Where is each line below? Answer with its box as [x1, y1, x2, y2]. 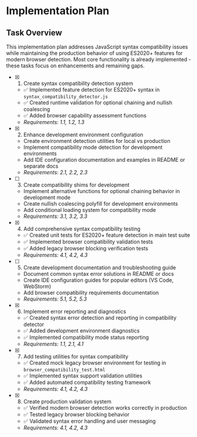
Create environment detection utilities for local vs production [23, 138, 171, 144]
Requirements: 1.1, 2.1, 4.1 [23, 341, 84, 347]
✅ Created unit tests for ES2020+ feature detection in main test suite [23, 231, 191, 239]
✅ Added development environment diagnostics [23, 327, 140, 334]
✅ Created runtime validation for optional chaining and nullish [23, 99, 172, 106]
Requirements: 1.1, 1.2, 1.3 [23, 119, 85, 125]
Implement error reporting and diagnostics [23, 308, 126, 315]
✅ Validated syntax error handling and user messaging [23, 418, 156, 425]
